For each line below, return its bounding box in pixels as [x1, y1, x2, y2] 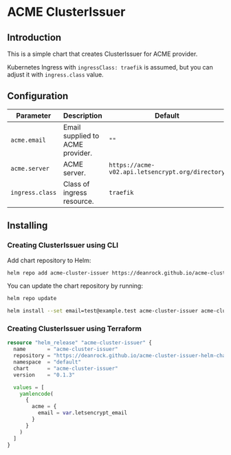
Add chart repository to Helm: [7, 256, 91, 264]
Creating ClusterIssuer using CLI [7, 240, 119, 250]
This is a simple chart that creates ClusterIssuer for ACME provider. [7, 50, 198, 58]
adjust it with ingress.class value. [7, 70, 104, 78]
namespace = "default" [13, 359, 81, 366]
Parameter [16, 111, 52, 120]
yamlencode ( [19, 390, 54, 397]
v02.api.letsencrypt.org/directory [109, 168, 225, 176]
